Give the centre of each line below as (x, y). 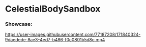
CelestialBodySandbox (53, 9)
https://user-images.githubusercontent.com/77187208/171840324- (73, 34)
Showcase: (19, 24)
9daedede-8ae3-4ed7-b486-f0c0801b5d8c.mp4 (55, 40)
